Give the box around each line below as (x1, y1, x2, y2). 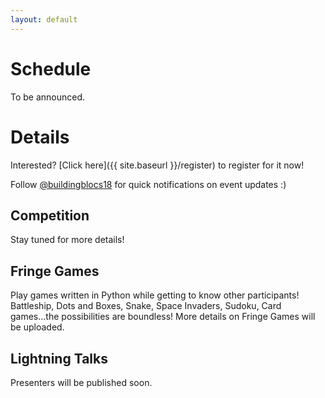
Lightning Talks (10, 350, 108, 367)
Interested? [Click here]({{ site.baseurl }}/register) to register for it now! (10, 159, 305, 171)
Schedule (10, 57, 92, 80)
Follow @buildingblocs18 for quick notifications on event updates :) (10, 178, 287, 190)
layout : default (10, 14, 78, 25)
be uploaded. (10, 321, 65, 333)
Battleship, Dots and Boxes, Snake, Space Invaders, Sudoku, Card (10, 300, 282, 312)
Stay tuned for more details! (10, 234, 125, 246)
